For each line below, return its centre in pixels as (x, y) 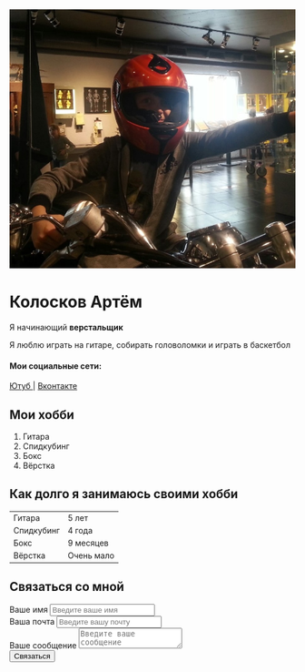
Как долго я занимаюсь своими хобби (124, 494)
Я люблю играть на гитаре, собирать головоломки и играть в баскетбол (150, 344)
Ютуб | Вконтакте (44, 386)
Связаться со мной (67, 587)
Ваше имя (29, 609)
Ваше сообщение (43, 645)
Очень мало (91, 555)
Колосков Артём (76, 302)
